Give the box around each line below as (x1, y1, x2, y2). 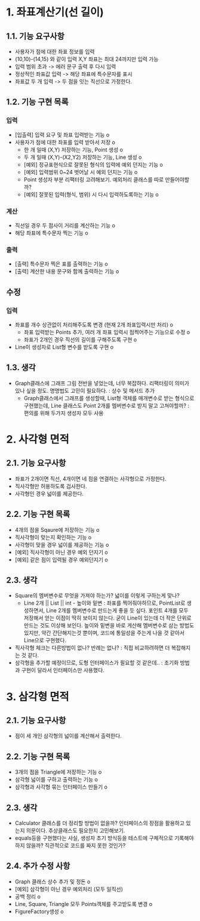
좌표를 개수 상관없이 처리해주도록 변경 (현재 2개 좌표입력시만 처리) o (14, 321, 174, 328)
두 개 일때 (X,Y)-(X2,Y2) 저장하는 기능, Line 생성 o (23, 153, 142, 161)
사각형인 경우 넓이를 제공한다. (14, 490, 84, 497)
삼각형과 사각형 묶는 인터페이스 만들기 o (14, 783, 107, 791)
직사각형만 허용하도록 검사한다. (14, 482, 88, 489)
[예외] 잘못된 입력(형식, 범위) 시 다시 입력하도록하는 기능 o (23, 190, 159, 198)
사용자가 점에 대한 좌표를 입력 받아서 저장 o (14, 138, 115, 146)
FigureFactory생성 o (14, 908, 64, 915)
